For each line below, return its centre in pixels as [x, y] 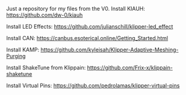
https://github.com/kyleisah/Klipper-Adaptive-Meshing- [110, 50]
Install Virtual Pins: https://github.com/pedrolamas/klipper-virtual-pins [93, 85]
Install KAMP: [23, 50]
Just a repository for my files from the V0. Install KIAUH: [76, 9]
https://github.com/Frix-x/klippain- [130, 68]
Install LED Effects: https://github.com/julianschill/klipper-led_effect [90, 27]
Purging [16, 56]
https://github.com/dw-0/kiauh [45, 15]
